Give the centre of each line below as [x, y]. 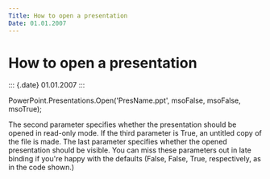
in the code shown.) [42, 167]
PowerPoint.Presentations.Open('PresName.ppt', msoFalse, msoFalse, [125, 100]
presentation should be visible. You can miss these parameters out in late [130, 150]
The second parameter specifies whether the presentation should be [123, 124]
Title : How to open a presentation [68, 16]
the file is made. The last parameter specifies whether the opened [118, 142]
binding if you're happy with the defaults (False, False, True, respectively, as [135, 159]
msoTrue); [25, 109]
